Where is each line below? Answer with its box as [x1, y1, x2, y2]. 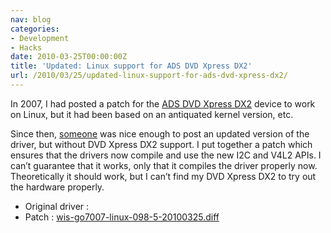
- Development [10, 33, 70, 43]
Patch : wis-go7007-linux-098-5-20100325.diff [24, 211, 220, 223]
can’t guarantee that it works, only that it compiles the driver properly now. [10, 159, 318, 171]
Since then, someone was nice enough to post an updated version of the [10, 127, 310, 140]
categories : [10, 24, 60, 34]
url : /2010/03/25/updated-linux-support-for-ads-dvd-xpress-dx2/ [10, 71, 288, 81]
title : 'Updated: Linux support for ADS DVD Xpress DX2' [10, 61, 253, 71]
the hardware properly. [10, 181, 105, 193]
